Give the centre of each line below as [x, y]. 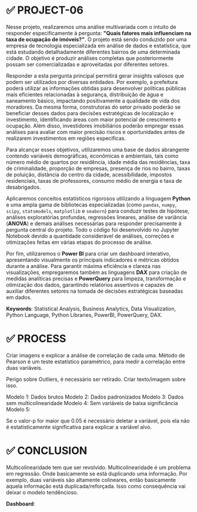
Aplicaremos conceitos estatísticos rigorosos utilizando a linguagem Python [98, 198]
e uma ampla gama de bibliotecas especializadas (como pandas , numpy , [91, 205]
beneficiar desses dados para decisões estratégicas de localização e [90, 113]
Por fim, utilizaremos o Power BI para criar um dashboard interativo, [88, 253]
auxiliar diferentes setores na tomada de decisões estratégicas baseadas [95, 291]
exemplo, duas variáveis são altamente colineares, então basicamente [91, 480]
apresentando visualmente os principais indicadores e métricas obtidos [93, 260]
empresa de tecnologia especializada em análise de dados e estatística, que [98, 45]
